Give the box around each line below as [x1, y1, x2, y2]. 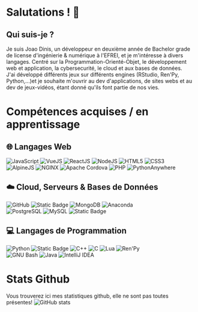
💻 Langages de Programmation [6, 226, 127, 236]
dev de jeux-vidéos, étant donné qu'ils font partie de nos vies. [6, 84, 160, 91]
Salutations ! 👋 [6, 5, 80, 19]
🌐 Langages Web [6, 142, 72, 152]
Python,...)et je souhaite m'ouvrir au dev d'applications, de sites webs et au [6, 78, 193, 84]
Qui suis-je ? [6, 30, 55, 40]
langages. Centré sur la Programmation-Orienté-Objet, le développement [6, 58, 187, 65]
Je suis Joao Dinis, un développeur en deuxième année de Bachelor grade [6, 45, 191, 52]
